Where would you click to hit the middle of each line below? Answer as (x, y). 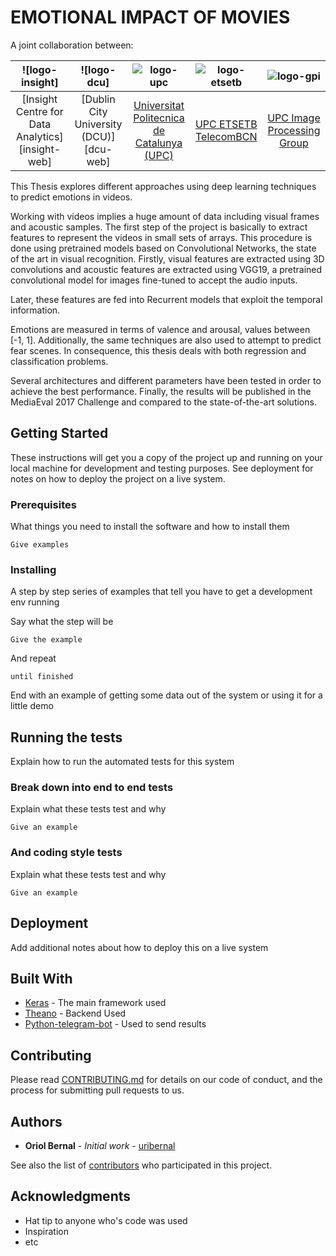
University (98, 124)
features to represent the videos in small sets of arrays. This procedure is (161, 237)
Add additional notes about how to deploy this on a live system (139, 947)
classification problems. (59, 361)
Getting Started (59, 433)
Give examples (40, 545)
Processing (294, 130)
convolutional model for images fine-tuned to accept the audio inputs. (154, 280)
